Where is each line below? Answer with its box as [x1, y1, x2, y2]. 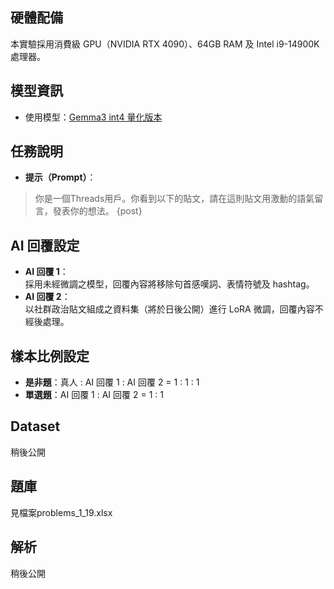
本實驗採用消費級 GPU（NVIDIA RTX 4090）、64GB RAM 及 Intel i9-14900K [10, 38, 320, 50]
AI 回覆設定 [10, 237, 80, 254]
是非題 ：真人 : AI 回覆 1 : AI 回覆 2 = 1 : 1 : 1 [24, 376, 200, 388]
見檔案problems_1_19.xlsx [10, 506, 113, 518]
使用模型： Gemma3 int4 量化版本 [24, 111, 163, 123]
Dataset [10, 418, 61, 435]
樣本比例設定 [10, 348, 90, 365]
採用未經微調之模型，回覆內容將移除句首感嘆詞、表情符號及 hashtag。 [24, 278, 315, 290]
